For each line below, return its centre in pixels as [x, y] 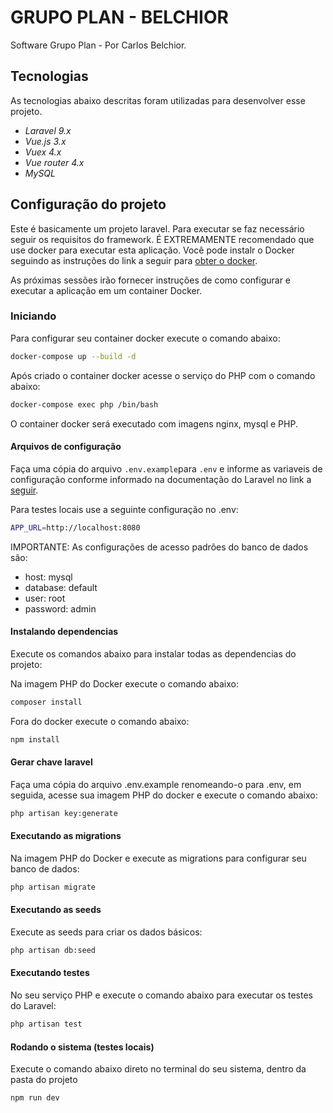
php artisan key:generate [64, 813]
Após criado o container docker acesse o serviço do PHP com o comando [163, 375]
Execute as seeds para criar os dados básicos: [106, 932]
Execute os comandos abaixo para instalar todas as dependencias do [153, 653]
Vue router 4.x [54, 162]
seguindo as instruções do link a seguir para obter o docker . [134, 260]
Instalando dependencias [64, 632]
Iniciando [33, 316]
